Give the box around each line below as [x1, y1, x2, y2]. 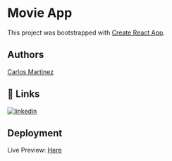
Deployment [7, 127, 63, 139]
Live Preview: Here [7, 146, 62, 155]
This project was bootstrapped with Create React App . [7, 28, 166, 37]
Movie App [7, 5, 73, 21]
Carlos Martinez [7, 67, 54, 76]
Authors [7, 49, 44, 61]
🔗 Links [7, 88, 40, 100]
